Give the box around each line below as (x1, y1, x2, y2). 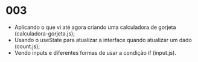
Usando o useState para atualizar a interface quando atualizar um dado (14, 36, 193, 43)
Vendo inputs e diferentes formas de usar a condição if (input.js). (14, 49, 176, 56)
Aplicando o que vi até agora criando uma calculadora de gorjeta (14, 23, 176, 31)
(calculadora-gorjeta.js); (14, 29, 75, 37)
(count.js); (14, 43, 40, 50)
